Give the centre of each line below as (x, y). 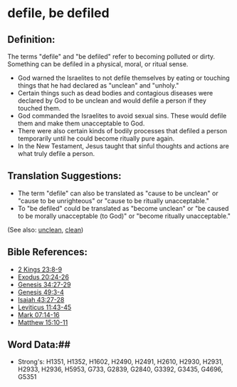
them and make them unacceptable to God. (81, 123)
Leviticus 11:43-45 (44, 307)
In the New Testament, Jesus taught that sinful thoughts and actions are (123, 146)
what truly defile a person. (56, 154)
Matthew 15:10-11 (43, 322)
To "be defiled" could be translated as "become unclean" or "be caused (123, 208)
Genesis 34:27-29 (44, 284)
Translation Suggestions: (65, 176)
